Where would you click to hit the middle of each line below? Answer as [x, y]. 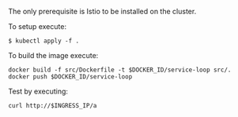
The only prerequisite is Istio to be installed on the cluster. [102, 11]
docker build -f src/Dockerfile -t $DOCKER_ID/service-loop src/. [120, 70]
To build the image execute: [53, 55]
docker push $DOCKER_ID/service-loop [70, 77]
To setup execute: [38, 26]
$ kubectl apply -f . [44, 41]
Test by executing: [38, 91]
